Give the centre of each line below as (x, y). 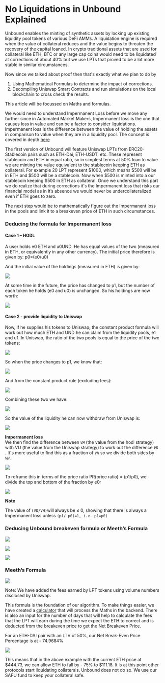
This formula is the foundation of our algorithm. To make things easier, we (80, 605)
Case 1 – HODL (20, 236)
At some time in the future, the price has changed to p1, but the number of (80, 286)
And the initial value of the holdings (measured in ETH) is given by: (72, 267)
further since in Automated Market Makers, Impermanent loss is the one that (82, 118)
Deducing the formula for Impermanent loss (58, 224)
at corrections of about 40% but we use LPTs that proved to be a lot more (80, 59)
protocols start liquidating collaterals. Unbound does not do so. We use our (81, 670)
